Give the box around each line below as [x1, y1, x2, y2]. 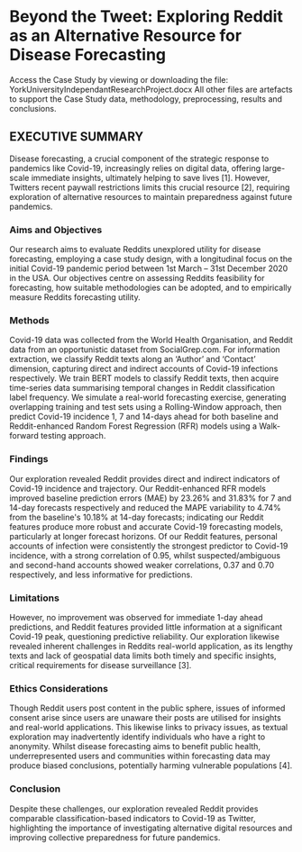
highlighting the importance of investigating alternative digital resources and [9, 822, 293, 833]
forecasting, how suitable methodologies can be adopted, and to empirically [9, 282, 292, 294]
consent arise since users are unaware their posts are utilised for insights [9, 712, 281, 723]
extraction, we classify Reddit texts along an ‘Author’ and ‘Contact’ [9, 354, 256, 365]
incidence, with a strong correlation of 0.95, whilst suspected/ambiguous [9, 549, 281, 560]
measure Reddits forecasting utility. [9, 292, 142, 303]
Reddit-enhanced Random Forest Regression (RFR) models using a [9, 421, 258, 431]
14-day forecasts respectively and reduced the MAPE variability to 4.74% [9, 502, 281, 512]
